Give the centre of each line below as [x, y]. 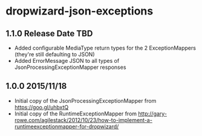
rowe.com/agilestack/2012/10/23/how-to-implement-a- [83, 120]
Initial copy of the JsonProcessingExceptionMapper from [85, 100]
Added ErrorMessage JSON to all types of [67, 61]
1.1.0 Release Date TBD [49, 34]
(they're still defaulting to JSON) [54, 54]
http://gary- [153, 114]
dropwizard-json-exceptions [80, 11]
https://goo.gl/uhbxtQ [41, 107]
